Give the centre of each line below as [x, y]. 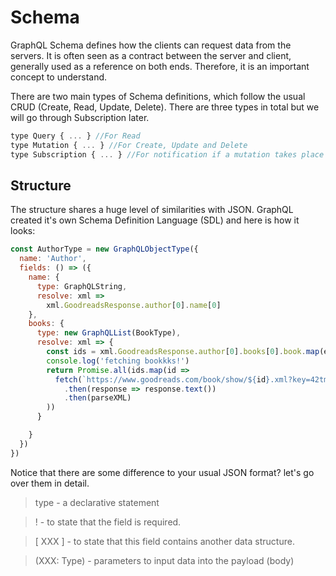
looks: [23, 231]
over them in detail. [50, 483]
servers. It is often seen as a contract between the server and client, [151, 55]
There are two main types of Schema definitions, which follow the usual [158, 96]
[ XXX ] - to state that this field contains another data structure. [164, 541]
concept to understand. [59, 77]
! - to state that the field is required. [108, 522]
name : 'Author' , [53, 259]
